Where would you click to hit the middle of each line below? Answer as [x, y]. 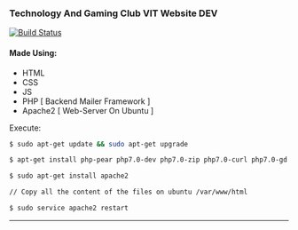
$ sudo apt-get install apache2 [69, 176]
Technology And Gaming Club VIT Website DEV [114, 13]
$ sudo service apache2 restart [69, 208]
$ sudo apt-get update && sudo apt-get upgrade [99, 144]
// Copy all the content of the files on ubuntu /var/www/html [129, 192]
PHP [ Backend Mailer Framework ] [86, 101]
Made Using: [33, 52]
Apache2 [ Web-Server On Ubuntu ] [88, 110]
